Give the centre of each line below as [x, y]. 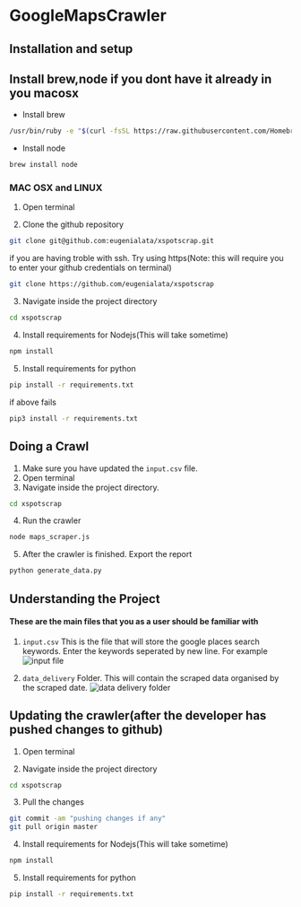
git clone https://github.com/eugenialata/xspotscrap [112, 284]
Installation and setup [71, 49]
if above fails [33, 402]
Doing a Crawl [49, 446]
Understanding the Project [85, 599]
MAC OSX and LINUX [56, 188]
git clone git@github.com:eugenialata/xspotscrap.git [112, 241]
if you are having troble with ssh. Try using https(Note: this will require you [146, 258]
